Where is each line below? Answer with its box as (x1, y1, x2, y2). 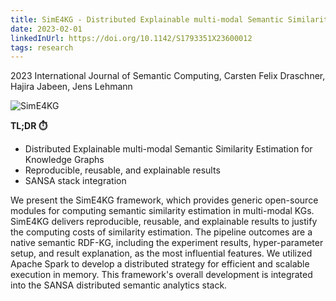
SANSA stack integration (24, 175, 127, 187)
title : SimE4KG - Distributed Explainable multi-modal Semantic (10, 14, 284, 25)
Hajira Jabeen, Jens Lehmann (10, 81, 133, 93)
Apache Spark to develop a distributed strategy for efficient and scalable (10, 258, 310, 270)
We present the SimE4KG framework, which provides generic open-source (10, 194, 319, 206)
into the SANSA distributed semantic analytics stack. (10, 279, 228, 291)
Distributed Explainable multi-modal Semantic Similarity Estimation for (24, 143, 313, 155)
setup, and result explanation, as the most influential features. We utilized (10, 247, 313, 260)
